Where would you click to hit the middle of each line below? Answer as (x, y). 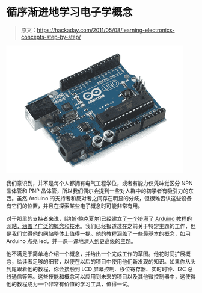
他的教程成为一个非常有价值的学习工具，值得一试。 (69, 284)
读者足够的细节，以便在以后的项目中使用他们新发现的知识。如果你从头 (109, 261)
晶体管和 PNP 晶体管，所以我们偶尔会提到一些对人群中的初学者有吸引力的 (97, 191)
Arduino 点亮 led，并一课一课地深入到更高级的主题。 (71, 241)
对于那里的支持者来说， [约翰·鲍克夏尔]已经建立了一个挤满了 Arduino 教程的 (99, 218)
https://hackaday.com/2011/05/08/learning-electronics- (106, 30)
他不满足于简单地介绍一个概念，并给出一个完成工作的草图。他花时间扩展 (96, 254)
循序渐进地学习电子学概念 (70, 12)
